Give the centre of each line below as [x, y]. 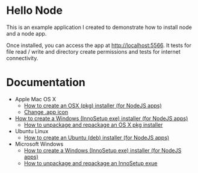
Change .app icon [46, 112]
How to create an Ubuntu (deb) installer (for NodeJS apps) [97, 137]
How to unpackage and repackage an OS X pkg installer [93, 125]
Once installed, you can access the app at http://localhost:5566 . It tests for [99, 45]
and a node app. [26, 33]
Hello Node [35, 11]
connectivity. [22, 58]
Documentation [46, 83]
